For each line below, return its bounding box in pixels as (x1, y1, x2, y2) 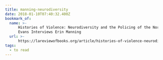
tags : (5, 43, 16, 48)
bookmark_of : (5, 16, 32, 21)
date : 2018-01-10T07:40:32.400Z (5, 12, 70, 16)
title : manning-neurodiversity (5, 7, 68, 12)
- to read (9, 47, 29, 52)
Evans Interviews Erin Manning (17, 30, 81, 34)
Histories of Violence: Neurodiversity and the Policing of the (17, 25, 151, 30)
